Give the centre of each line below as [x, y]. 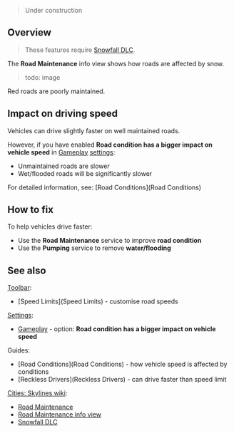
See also [27, 270]
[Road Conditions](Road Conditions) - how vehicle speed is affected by [122, 364]
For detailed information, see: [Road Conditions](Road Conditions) [105, 187]
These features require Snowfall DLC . [80, 50]
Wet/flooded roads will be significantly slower [85, 173]
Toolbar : [20, 288]
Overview [30, 32]
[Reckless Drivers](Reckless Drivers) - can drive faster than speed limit [122, 380]
